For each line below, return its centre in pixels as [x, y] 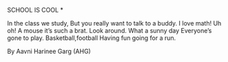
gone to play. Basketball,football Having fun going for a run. [92, 38]
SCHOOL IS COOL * [35, 10]
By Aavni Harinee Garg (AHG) [49, 51]
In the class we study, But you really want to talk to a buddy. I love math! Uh [114, 23]
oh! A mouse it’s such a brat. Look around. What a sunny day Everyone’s [110, 31]
